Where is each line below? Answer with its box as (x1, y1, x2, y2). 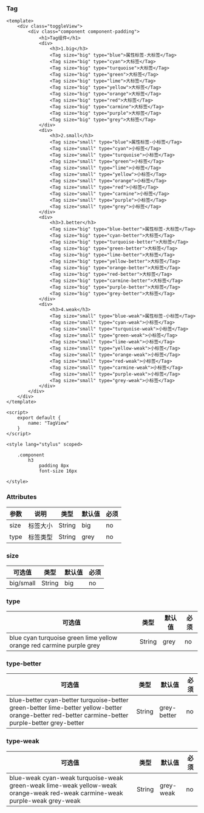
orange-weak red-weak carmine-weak (9, 789, 123, 797)
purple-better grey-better (9, 719, 84, 727)
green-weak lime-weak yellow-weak (9, 781, 117, 789)
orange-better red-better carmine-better (9, 711, 129, 719)
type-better (6, 659, 42, 668)
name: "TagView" (28, 420, 69, 427)
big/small (9, 578, 36, 587)
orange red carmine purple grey (9, 641, 100, 650)
